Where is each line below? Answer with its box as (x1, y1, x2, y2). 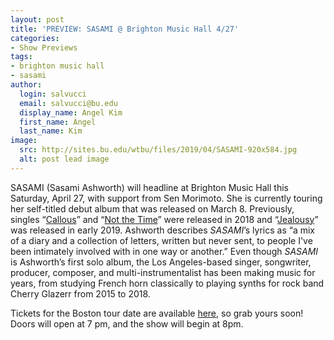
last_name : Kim (19, 126, 83, 136)
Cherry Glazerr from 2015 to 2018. (10, 287, 151, 300)
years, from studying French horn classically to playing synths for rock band (10, 277, 325, 289)
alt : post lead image (19, 154, 110, 164)
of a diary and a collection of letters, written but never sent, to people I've (10, 234, 313, 246)
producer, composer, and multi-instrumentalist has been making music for (10, 266, 316, 278)
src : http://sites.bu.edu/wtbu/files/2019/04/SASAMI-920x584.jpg (19, 145, 298, 155)
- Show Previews (10, 42, 78, 53)
